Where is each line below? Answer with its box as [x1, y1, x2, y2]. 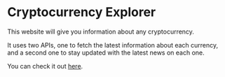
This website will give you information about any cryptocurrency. [7, 27, 195, 36]
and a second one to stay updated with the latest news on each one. [7, 48, 205, 57]
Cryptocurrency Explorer [7, 4, 156, 20]
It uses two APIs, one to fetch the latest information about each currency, [7, 41, 219, 49]
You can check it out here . [7, 62, 83, 70]
